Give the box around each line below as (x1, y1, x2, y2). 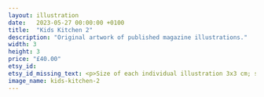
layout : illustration (8, 11, 79, 20)
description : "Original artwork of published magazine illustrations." (8, 33, 247, 41)
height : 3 (8, 48, 41, 56)
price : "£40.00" (8, 56, 61, 63)
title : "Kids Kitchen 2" (8, 26, 93, 34)
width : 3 (8, 41, 37, 48)
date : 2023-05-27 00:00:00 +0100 (8, 19, 125, 27)
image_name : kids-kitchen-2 (8, 77, 101, 84)
